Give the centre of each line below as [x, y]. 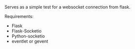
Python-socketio [28, 36]
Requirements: [19, 16]
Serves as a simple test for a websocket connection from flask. [67, 7]
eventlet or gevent [30, 41]
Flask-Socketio [26, 31]
